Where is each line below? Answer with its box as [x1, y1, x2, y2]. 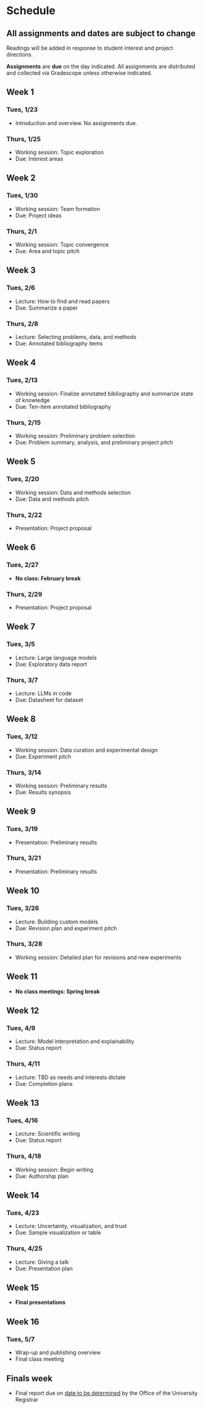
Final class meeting [15, 1356, 64, 1363]
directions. [6, 51, 34, 58]
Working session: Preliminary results [15, 782, 107, 789]
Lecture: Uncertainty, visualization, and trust [15, 1223, 127, 1230]
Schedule [6, 4, 56, 18]
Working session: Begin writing [15, 1166, 93, 1173]
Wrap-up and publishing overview [15, 1349, 101, 1356]
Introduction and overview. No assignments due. [15, 119, 137, 126]
